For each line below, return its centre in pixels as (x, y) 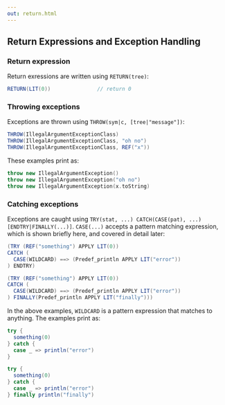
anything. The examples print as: (54, 318)
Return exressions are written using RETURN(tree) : (78, 76)
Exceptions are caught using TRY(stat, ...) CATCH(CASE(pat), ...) (105, 219)
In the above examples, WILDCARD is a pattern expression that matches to (110, 311)
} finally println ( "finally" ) (51, 395)
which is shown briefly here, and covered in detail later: (86, 234)
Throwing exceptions (44, 107)
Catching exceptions (43, 204)
